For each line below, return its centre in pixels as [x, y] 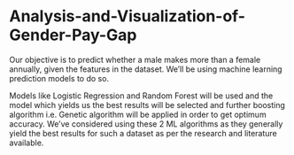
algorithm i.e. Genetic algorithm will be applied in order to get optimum [138, 114]
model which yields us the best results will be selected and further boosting [147, 105]
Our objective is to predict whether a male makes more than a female [135, 59]
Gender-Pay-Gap [73, 35]
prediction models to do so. [59, 78]
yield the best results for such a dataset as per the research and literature [143, 133]
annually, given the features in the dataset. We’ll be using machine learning [146, 69]
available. [27, 143]
